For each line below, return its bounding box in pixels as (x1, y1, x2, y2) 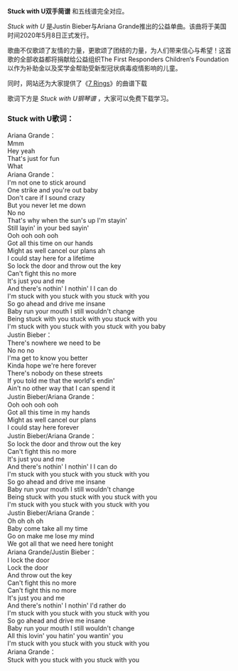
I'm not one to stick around (7, 178, 87, 187)
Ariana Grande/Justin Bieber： (7, 548, 97, 556)
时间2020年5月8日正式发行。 (7, 31, 93, 39)
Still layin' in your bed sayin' (7, 224, 90, 232)
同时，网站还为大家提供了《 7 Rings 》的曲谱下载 (7, 79, 148, 88)
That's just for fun (7, 155, 60, 163)
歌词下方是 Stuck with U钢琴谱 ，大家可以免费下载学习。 (7, 94, 173, 103)
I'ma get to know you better (7, 354, 88, 363)
